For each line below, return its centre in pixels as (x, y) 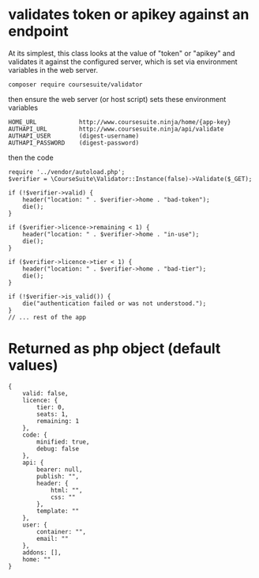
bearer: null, (60, 469)
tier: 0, (51, 407)
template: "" (58, 511)
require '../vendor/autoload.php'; (67, 172)
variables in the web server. (53, 70)
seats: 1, (53, 414)
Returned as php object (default (114, 349)
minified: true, (63, 442)
